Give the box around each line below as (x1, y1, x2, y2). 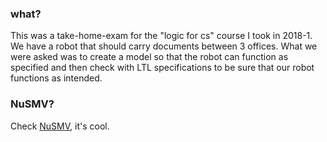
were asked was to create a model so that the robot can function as (10, 51, 289, 63)
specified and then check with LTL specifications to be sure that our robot (10, 62, 315, 74)
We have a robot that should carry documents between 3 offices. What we (10, 40, 318, 52)
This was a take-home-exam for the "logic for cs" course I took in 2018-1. (10, 30, 313, 42)
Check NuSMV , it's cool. (10, 120, 110, 132)
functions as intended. (10, 72, 103, 84)
